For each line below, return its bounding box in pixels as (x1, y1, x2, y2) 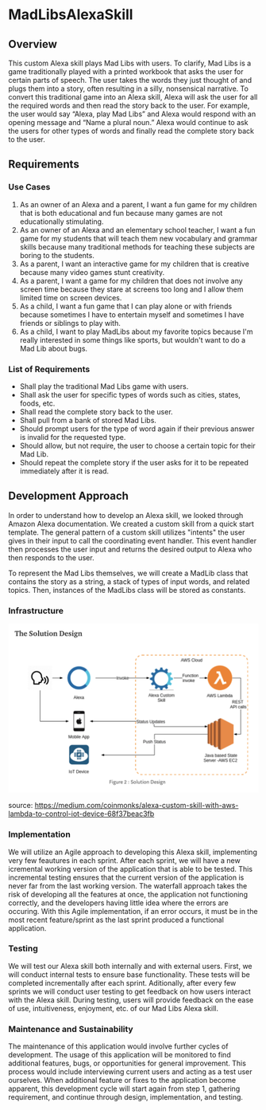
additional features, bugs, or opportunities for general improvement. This (8, 1058, 246, 1069)
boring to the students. (19, 250, 95, 260)
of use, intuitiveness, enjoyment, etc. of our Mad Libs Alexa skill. (8, 1003, 219, 1013)
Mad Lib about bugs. (19, 343, 88, 353)
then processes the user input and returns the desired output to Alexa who (8, 544, 253, 554)
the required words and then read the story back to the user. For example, (8, 101, 250, 110)
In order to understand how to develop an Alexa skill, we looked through (8, 510, 244, 520)
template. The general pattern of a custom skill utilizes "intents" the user (8, 528, 245, 537)
